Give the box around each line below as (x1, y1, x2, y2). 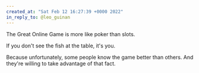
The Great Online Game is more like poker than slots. (6, 30, 135, 37)
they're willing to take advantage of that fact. (6, 60, 116, 67)
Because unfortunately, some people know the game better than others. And (6, 53, 194, 61)
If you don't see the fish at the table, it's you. (6, 42, 116, 49)
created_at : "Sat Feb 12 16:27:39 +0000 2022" (6, 8, 124, 15)
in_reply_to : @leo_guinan (6, 14, 70, 20)
